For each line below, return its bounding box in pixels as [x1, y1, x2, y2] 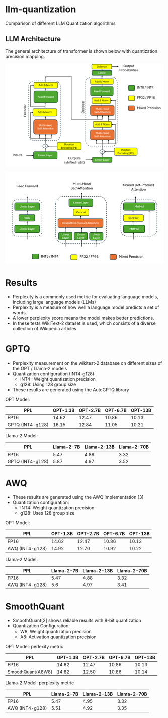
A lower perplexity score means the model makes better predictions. [12, 315, 154, 321]
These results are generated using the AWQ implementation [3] [12, 494, 144, 500]
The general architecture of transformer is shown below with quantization [5, 48, 158, 54]
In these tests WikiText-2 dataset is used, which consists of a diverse [12, 320, 156, 326]
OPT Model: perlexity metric [5, 643, 64, 649]
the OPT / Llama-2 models [12, 365, 67, 371]
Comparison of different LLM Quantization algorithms [5, 20, 116, 26]
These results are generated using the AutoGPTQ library [12, 386, 129, 393]
